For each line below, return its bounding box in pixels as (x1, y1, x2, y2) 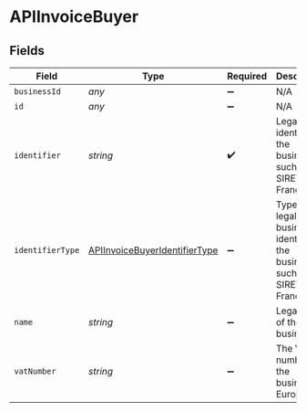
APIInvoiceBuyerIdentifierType (87, 244, 219, 257)
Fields (9, 43, 46, 58)
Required (227, 70, 268, 82)
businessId (14, 87, 61, 97)
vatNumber (14, 366, 56, 376)
